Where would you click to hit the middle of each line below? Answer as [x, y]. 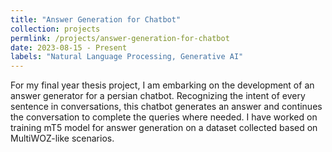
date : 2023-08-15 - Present [69, 47]
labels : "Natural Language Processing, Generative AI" [127, 57]
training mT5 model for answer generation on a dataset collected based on [164, 128]
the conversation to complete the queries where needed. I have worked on [164, 117]
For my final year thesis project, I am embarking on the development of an [162, 85]
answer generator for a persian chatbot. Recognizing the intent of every [158, 96]
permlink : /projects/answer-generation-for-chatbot [120, 38]
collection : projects [55, 29]
